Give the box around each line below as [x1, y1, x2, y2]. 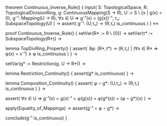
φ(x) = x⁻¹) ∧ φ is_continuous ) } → [5, 51, 78, 57]
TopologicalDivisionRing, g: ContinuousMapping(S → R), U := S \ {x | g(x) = [5, 10, 162, 16]
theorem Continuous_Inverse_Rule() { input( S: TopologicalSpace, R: [5, 5, 148, 10]
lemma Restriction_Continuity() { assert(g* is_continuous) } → [5, 70, 134, 76]
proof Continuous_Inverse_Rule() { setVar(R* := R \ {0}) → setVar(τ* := [5, 30, 153, 36]
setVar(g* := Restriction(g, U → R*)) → [5, 61, 86, 66]
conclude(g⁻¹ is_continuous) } [5, 115, 68, 121]
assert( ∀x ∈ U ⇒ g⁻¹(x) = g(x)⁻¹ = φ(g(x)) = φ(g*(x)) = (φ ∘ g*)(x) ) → [5, 96, 152, 101]
